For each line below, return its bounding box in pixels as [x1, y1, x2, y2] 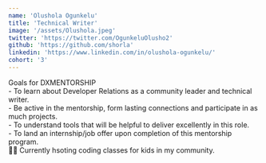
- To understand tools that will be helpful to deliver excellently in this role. [8, 120, 250, 130]
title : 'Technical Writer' [8, 19, 98, 27]
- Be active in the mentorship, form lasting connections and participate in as [8, 103, 258, 112]
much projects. [8, 111, 58, 121]
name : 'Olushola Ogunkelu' [8, 11, 98, 20]
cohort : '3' [8, 56, 48, 64]
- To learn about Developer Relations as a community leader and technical [8, 86, 252, 95]
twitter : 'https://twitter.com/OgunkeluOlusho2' [8, 33, 173, 42]
